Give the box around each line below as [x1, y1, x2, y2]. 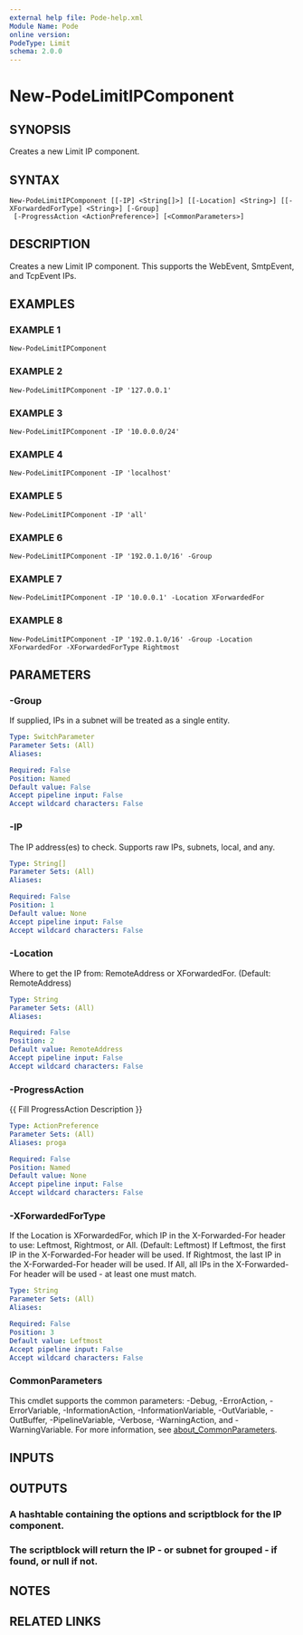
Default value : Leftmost [9, 1336, 103, 1345]
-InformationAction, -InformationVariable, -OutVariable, [62, 1405, 269, 1416]
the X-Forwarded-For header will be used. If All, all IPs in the [9, 1259, 234, 1270]
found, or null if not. [9, 1555, 98, 1568]
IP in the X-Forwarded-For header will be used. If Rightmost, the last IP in [9, 1249, 282, 1260]
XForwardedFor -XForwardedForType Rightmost [9, 642, 180, 652]
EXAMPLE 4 [9, 447, 63, 460]
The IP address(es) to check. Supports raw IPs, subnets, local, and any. [9, 842, 276, 852]
